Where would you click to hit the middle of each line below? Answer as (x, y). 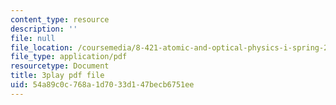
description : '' (44, 29)
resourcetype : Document (60, 66)
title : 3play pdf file (57, 76)
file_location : (42, 47)
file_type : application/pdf (69, 57)
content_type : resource (60, 19)
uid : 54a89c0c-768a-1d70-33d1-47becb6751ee (102, 85)
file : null (33, 38)
